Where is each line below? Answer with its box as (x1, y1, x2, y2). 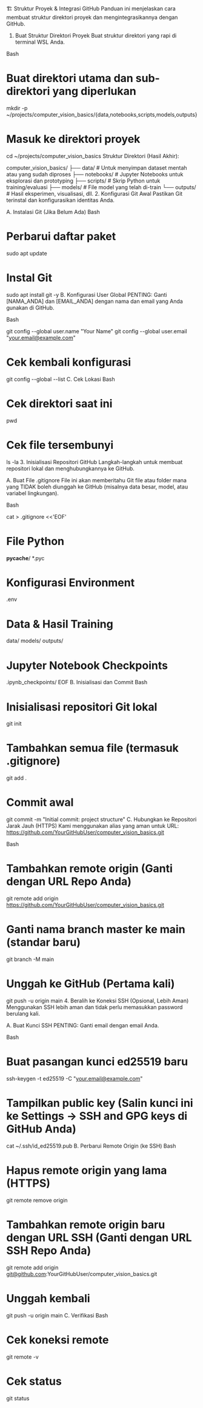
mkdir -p (6, 104, 28, 111)
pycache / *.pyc (6, 554, 45, 561)
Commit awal (6, 796, 74, 810)
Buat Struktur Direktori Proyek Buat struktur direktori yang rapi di (15, 32, 177, 39)
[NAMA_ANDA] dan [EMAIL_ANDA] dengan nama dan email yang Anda (6, 297, 183, 305)
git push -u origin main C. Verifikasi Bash (6, 1311, 108, 1319)
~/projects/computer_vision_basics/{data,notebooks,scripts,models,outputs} (6, 111, 198, 118)
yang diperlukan (52, 85, 136, 99)
